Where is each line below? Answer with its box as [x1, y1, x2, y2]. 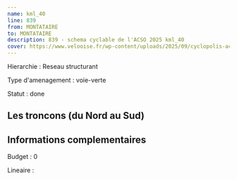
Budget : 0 [7, 153, 38, 161]
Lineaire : [7, 166, 35, 174]
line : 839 [7, 17, 37, 24]
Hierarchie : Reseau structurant [7, 63, 98, 70]
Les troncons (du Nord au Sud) [7, 110, 145, 122]
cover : [7, 43, 27, 50]
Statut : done [7, 89, 45, 98]
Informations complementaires [7, 134, 147, 146]
